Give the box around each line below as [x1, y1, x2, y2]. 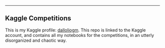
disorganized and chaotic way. [5, 37, 67, 43]
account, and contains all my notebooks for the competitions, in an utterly [5, 32, 154, 38]
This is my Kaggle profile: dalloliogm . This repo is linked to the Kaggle [5, 27, 146, 33]
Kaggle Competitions [5, 14, 71, 22]
